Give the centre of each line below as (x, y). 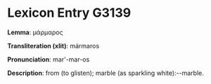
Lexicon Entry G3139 (69, 13)
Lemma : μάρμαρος (35, 32)
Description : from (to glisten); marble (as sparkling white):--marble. (105, 73)
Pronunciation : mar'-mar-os (49, 59)
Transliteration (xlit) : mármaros (53, 45)
